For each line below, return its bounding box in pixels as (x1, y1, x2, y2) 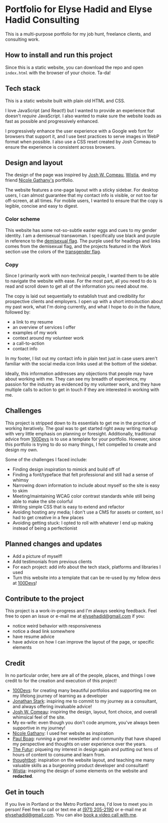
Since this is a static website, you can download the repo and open (5, 64, 144, 70)
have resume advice (12, 634, 55, 640)
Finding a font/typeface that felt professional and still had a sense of (12, 471, 154, 477)
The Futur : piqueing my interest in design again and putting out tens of (12, 746, 158, 752)
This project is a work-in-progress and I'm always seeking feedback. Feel (5, 608, 157, 614)
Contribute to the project (5, 594, 84, 603)
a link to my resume (12, 319, 54, 325)
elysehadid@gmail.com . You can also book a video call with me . (5, 812, 138, 818)
